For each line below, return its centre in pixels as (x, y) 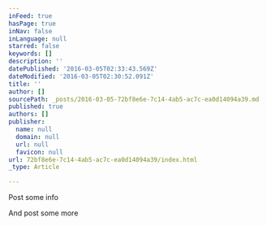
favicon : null (39, 152)
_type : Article (34, 167)
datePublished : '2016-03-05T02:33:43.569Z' (83, 69)
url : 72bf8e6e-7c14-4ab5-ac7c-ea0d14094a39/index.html (103, 159)
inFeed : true (30, 16)
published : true (36, 106)
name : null (34, 129)
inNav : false (30, 31)
